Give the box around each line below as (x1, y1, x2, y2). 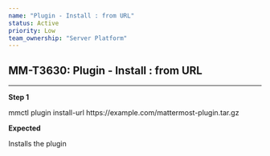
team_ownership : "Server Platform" (8, 34, 128, 42)
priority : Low (8, 26, 56, 34)
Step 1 (8, 93, 30, 102)
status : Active (8, 19, 59, 27)
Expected (8, 123, 42, 133)
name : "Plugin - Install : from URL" (8, 11, 135, 20)
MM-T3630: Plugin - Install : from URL (8, 63, 202, 77)
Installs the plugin (8, 139, 67, 149)
